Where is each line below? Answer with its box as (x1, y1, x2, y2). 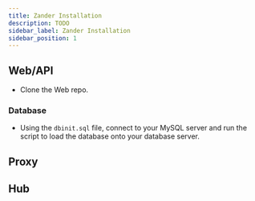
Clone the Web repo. (19, 85, 89, 94)
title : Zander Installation (8, 11, 103, 20)
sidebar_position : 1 (8, 34, 78, 42)
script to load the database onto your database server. (19, 131, 200, 141)
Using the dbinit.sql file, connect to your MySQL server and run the (19, 123, 247, 133)
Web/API (8, 63, 54, 77)
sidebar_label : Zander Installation (8, 26, 131, 34)
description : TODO (8, 19, 70, 27)
